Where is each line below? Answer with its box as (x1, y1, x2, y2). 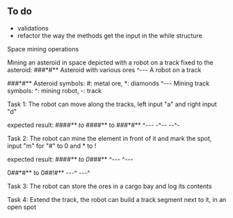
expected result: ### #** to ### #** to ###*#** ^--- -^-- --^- (7, 121, 180, 129)
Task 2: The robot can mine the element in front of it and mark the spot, (7, 134, 212, 142)
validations (17, 24, 49, 32)
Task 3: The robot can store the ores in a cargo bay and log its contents (7, 182, 212, 190)
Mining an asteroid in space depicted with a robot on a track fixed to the (7, 58, 214, 67)
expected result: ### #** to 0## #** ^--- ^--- (7, 155, 134, 163)
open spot (7, 203, 37, 211)
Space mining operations (7, 44, 79, 53)
